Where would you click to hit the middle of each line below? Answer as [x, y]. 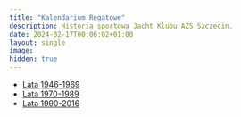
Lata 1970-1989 [50, 94]
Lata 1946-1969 [51, 84]
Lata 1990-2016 [51, 103]
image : [21, 51]
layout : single [37, 42]
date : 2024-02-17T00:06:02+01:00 [71, 34]
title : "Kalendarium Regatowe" [67, 17]
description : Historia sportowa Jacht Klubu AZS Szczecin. [121, 26]
